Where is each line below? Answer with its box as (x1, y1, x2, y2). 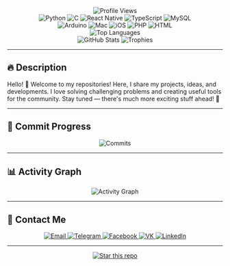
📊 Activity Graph (7, 166, 82, 178)
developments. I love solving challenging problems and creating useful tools (7, 87, 222, 95)
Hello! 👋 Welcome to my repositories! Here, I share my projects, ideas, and (7, 80, 217, 88)
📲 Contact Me (7, 213, 66, 225)
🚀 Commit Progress (7, 121, 91, 133)
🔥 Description (7, 62, 67, 74)
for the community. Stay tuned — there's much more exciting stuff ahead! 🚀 (7, 94, 220, 103)
